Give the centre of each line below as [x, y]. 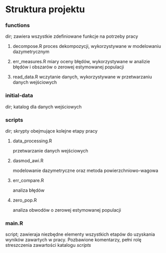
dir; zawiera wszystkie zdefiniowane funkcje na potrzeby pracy [72, 36]
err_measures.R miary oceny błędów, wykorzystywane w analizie [81, 62]
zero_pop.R [25, 200]
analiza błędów [29, 190]
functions [18, 26]
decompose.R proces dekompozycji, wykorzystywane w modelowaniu [87, 46]
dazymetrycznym [31, 52]
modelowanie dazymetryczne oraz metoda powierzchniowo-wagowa [85, 171]
